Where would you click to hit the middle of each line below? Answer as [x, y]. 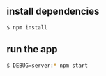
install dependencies [53, 12]
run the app [32, 49]
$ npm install [27, 27]
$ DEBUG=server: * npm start [47, 66]
